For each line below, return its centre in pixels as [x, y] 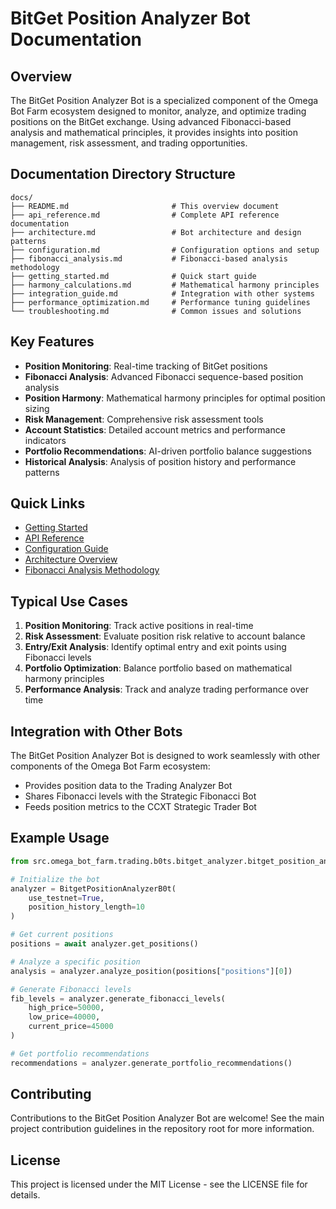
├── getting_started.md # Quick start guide [133, 276]
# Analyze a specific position [75, 962]
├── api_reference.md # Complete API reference [145, 215]
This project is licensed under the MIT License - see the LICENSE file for [159, 1184]
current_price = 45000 [71, 1027]
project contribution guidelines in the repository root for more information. [162, 1129]
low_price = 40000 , [64, 1017]
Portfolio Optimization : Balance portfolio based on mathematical [158, 668]
